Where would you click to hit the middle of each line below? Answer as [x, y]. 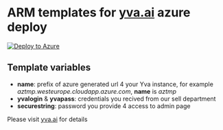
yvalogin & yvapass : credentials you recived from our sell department [116, 99]
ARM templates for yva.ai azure [99, 13]
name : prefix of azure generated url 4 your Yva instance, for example [115, 84]
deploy [27, 27]
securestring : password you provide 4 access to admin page [104, 106]
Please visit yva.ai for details [47, 119]
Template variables [49, 67]
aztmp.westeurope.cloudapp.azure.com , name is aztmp [97, 91]
